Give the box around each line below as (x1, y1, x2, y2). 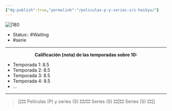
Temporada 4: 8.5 (12, 78, 51, 84)
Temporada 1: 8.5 (12, 61, 50, 68)
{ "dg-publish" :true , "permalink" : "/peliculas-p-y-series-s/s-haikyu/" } (5, 7, 159, 13)
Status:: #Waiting (12, 31, 49, 37)
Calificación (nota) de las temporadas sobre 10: (34, 52, 138, 58)
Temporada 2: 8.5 (12, 67, 50, 73)
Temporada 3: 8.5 (12, 72, 50, 78)
